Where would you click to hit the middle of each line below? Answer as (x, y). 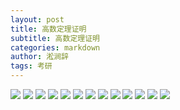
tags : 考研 (31, 66)
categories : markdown (55, 47)
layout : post (37, 19)
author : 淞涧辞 (39, 57)
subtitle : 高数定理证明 (55, 38)
